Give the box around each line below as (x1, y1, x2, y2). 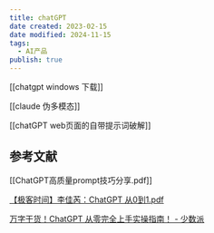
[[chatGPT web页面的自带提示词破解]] (9, 120, 151, 131)
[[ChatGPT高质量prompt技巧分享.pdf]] (9, 174, 152, 186)
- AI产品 (17, 47, 48, 56)
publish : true (9, 55, 63, 64)
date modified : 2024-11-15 (9, 30, 112, 39)
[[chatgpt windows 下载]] (9, 82, 104, 92)
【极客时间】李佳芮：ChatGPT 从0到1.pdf (9, 194, 165, 205)
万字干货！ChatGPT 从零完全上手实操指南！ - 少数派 (9, 213, 205, 224)
